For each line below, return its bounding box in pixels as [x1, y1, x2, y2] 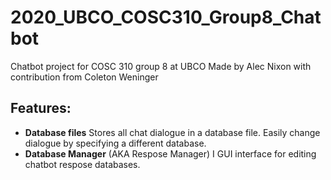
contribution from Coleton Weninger [10, 71, 159, 83]
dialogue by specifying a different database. [24, 137, 207, 149]
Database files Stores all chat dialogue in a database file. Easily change [24, 126, 321, 138]
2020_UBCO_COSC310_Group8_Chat [10, 6, 322, 29]
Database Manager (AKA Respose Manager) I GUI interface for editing [24, 147, 317, 160]
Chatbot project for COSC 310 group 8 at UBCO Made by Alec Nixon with [10, 60, 312, 72]
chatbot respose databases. [24, 158, 141, 170]
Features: [10, 100, 72, 117]
